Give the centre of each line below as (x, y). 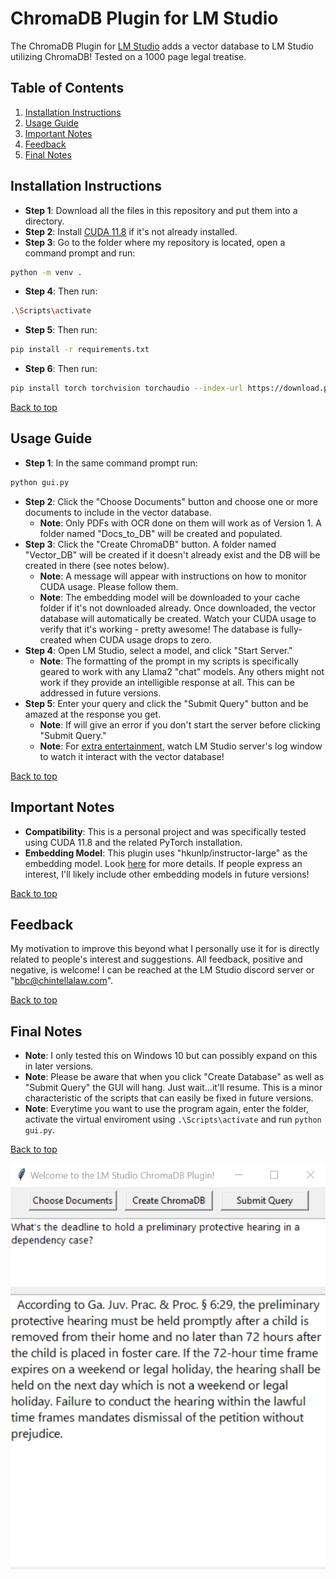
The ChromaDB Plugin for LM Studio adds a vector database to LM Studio (162, 46)
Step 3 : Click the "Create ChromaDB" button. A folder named (150, 544)
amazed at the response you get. (93, 714)
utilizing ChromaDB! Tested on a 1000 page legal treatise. (128, 56)
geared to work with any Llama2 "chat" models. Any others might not (182, 671)
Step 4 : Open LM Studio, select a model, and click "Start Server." (158, 650)
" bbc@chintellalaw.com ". (62, 981)
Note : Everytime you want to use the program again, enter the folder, (167, 1109)
